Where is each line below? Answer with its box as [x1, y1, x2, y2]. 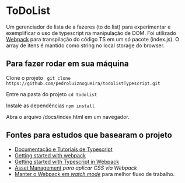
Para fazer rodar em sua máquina [6, 59, 129, 69]
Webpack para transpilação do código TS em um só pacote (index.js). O [6, 36, 180, 43]
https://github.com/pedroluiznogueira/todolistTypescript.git [6, 80, 160, 86]
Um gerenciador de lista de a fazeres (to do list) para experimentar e [6, 23, 171, 30]
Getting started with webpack [14, 152, 86, 159]
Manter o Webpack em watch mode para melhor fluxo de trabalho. [14, 170, 175, 177]
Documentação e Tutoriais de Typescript [14, 146, 113, 153]
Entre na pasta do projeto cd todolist [6, 90, 97, 97]
